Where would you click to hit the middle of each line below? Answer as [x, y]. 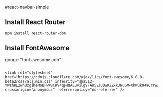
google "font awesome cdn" [33, 59]
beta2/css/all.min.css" [29, 81]
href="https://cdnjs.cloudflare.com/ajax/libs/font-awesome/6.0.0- [75, 77]
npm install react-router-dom [36, 33]
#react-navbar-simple [27, 7]
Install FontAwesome [38, 48]
